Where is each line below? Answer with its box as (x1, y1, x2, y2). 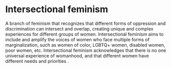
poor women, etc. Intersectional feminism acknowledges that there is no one (5, 47, 166, 53)
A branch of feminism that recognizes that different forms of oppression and (5, 20, 166, 26)
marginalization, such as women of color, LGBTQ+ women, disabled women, (5, 42, 165, 48)
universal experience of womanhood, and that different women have (5, 52, 149, 59)
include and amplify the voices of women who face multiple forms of (5, 37, 150, 43)
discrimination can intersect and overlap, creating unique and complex (5, 25, 154, 31)
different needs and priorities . (5, 58, 69, 64)
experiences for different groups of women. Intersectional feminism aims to (5, 31, 164, 37)
